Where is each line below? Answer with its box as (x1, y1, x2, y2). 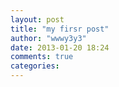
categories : (10, 61, 60, 71)
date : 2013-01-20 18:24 (10, 42, 110, 53)
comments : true (10, 52, 74, 62)
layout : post (10, 14, 65, 25)
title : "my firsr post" (10, 24, 110, 34)
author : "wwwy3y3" (10, 33, 87, 43)
